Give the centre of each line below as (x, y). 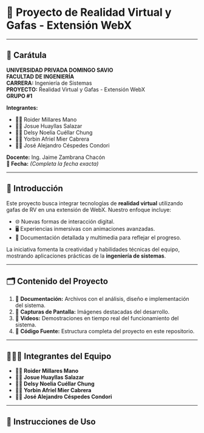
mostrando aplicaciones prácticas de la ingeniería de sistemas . (86, 256)
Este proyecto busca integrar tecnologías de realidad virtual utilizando (95, 203)
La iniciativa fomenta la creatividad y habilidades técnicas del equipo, (93, 249)
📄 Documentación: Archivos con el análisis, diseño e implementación (102, 299)
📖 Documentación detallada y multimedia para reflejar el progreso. (98, 238)
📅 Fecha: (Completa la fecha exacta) (53, 163)
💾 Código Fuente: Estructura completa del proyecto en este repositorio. (105, 331)
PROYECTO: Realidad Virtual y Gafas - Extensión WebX (76, 89)
